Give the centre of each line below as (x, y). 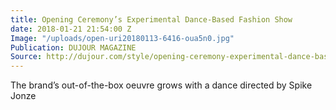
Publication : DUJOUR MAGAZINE (73, 47)
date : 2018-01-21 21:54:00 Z (71, 29)
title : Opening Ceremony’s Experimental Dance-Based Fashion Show (151, 19)
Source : (26, 57)
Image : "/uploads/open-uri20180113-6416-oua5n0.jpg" (122, 38)
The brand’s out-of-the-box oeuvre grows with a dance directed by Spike (161, 85)
